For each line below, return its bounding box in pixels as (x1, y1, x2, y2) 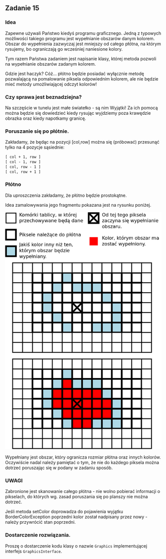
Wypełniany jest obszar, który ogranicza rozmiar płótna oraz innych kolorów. (5, 454, 161, 460)
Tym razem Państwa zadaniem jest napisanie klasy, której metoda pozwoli (5, 56, 157, 62)
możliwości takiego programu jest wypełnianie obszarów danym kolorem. (5, 35, 155, 41)
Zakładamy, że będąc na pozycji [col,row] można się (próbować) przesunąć (5, 139, 160, 145)
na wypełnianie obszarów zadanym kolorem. (5, 61, 96, 67)
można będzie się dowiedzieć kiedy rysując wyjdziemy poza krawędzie (5, 110, 151, 116)
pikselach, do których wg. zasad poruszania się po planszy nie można (5, 494, 148, 500)
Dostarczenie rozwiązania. (5, 532, 71, 539)
